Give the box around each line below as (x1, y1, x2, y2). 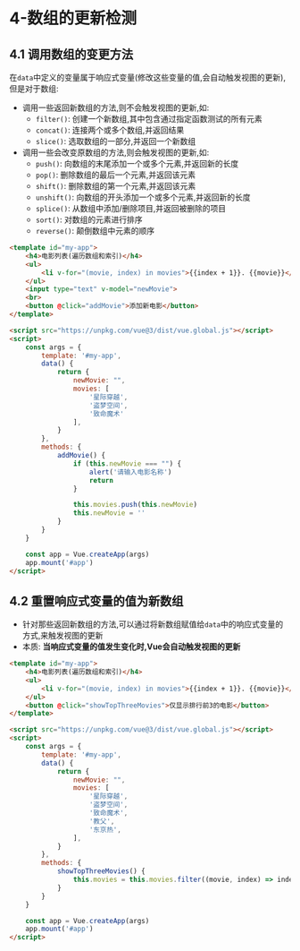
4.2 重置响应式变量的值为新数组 (9, 593, 184, 609)
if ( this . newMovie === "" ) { (72, 458, 181, 468)
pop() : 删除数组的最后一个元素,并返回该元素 (35, 169, 196, 180)
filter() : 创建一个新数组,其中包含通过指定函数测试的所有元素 (35, 114, 262, 124)
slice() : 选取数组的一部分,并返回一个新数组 (35, 136, 196, 146)
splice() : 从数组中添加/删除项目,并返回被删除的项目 (35, 203, 226, 213)
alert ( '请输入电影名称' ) (88, 467, 172, 476)
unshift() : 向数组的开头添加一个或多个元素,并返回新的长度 (35, 192, 252, 202)
